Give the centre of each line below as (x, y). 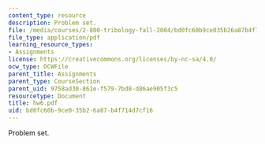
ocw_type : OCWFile (38, 67)
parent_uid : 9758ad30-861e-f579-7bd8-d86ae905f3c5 (93, 89)
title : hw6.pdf (33, 103)
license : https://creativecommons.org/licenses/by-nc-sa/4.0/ (112, 60)
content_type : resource (47, 15)
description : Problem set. (52, 23)
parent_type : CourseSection (54, 81)
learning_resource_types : (50, 45)
